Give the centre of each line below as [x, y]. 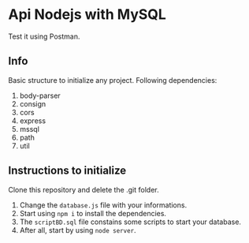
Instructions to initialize [67, 171]
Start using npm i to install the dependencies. [93, 213]
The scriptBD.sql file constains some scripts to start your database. [130, 222]
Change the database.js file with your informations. [103, 205]
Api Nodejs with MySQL [87, 15]
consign [33, 103]
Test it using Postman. [44, 36]
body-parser [40, 95]
